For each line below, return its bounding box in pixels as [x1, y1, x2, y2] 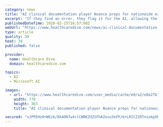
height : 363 [14, 101, 38, 106]
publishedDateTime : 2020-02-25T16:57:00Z [5, 20, 90, 26]
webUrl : [5, 25, 21, 30]
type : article [5, 30, 34, 35]
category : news [5, 7, 36, 12]
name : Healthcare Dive [9, 56, 55, 61]
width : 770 [14, 97, 36, 102]
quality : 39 [5, 35, 29, 39]
